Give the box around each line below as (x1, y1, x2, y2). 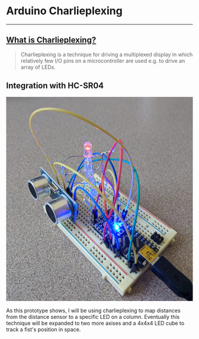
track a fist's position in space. (6, 325, 81, 333)
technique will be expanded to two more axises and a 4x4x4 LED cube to (6, 319, 185, 327)
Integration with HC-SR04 (6, 81, 104, 91)
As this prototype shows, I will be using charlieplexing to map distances (6, 307, 181, 314)
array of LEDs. (20, 64, 56, 71)
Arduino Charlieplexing (6, 4, 123, 18)
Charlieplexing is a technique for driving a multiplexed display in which (20, 50, 193, 58)
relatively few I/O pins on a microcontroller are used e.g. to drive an (20, 57, 185, 64)
